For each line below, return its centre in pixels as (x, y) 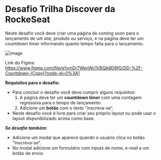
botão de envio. (28, 153)
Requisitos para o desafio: (32, 83)
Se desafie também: (26, 128)
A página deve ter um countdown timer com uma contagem (80, 97)
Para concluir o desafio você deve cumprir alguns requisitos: (74, 92)
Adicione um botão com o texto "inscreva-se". (67, 108)
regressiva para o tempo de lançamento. (61, 102)
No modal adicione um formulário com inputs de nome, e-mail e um (80, 148)
